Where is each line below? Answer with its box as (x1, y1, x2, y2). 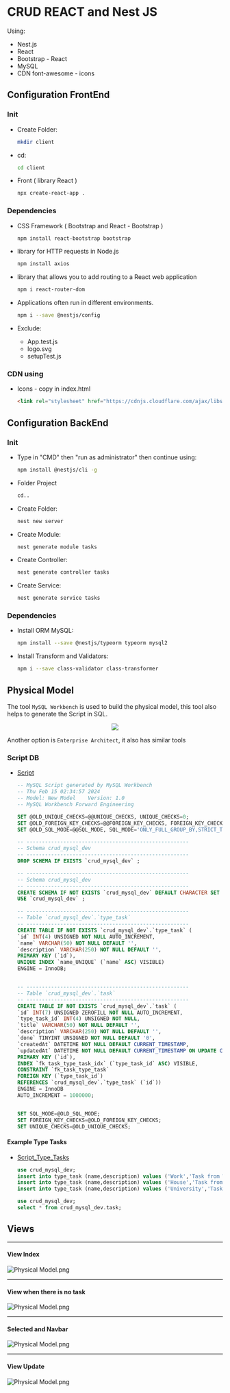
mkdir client (16, 138, 55, 145)
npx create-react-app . (16, 190, 86, 197)
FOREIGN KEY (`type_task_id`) (16, 1073, 104, 1080)
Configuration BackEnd (7, 417, 109, 428)
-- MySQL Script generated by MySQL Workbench (16, 782, 153, 789)
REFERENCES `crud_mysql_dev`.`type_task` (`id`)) (16, 1079, 162, 1087)
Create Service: (16, 581, 62, 590)
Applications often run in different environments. (16, 299, 154, 307)
